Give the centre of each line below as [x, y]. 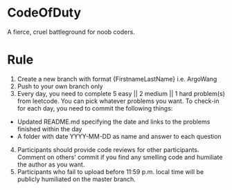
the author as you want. [51, 164]
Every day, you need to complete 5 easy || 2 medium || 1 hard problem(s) [121, 93]
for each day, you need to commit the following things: [95, 108]
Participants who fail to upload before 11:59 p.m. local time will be [110, 171]
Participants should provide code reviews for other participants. [108, 149]
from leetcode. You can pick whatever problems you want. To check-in [118, 101]
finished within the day [50, 129]
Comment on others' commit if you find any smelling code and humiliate [120, 157]
